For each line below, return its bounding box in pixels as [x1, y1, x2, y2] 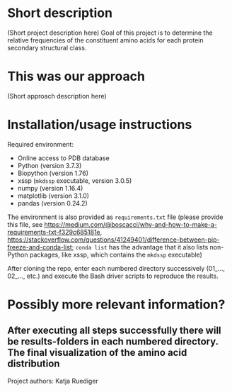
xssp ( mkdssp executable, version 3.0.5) [17, 176, 132, 185]
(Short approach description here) [7, 91, 108, 100]
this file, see [7, 220, 43, 228]
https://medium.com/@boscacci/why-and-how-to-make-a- [44, 220, 218, 228]
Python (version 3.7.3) [17, 161, 82, 169]
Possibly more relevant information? [7, 296, 226, 313]
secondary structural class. [7, 43, 87, 52]
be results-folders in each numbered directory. [7, 335, 219, 348]
